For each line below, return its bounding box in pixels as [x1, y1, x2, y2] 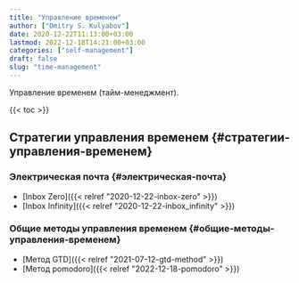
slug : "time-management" [9, 63, 102, 72]
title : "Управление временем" [9, 12, 122, 22]
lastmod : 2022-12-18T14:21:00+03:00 [9, 37, 145, 47]
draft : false [9, 54, 58, 63]
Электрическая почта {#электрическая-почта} [9, 171, 228, 183]
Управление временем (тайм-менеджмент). [9, 86, 179, 98]
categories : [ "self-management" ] [9, 46, 134, 55]
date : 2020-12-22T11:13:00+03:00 [9, 29, 134, 38]
